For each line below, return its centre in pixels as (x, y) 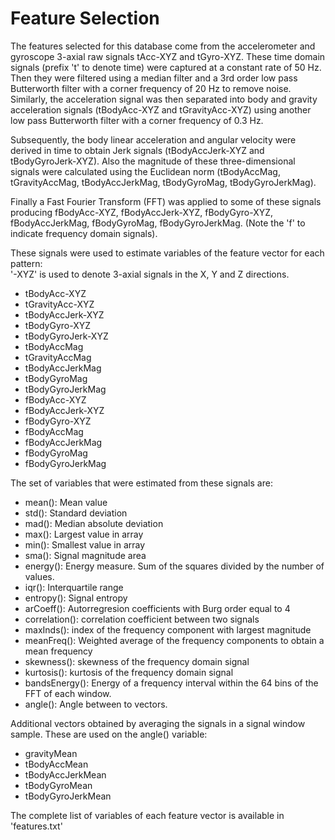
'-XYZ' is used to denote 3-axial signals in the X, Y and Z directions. (150, 274)
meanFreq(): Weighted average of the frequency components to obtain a (174, 640)
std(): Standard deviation (76, 513)
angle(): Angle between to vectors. (96, 704)
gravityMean (51, 753)
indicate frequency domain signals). (84, 233)
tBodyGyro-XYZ (58, 325)
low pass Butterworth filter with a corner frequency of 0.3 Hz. (137, 120)
